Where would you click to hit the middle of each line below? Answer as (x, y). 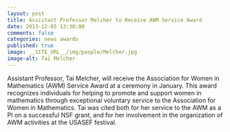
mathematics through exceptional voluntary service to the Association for (112, 100)
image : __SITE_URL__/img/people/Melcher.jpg (72, 53)
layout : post (26, 13)
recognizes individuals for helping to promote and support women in (104, 93)
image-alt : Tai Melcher (41, 59)
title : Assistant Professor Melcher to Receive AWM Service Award (105, 20)
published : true (30, 46)
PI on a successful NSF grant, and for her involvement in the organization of (115, 115)
